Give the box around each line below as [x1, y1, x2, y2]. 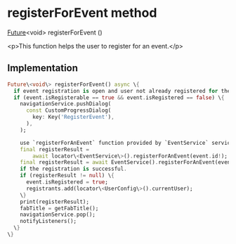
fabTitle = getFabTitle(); [20, 205, 99, 212]
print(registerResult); [20, 198, 90, 205]
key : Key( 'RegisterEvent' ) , [32, 114, 114, 121]
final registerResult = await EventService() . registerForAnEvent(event [20, 159, 234, 166]
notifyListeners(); [20, 218, 77, 225]
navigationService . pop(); [20, 211, 96, 219]
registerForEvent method [7, 5, 157, 21]
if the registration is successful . [20, 165, 128, 173]
